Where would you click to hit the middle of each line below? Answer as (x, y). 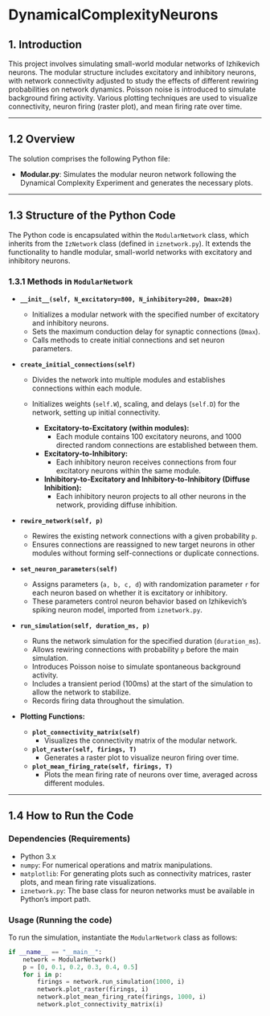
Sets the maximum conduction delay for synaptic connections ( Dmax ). (146, 331)
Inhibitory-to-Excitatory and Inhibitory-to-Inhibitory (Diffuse (147, 479)
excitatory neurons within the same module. (129, 470)
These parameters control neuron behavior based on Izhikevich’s (139, 601)
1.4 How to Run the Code (71, 816)
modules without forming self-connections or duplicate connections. (145, 553)
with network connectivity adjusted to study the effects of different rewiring (133, 81)
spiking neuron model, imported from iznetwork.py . (117, 609)
